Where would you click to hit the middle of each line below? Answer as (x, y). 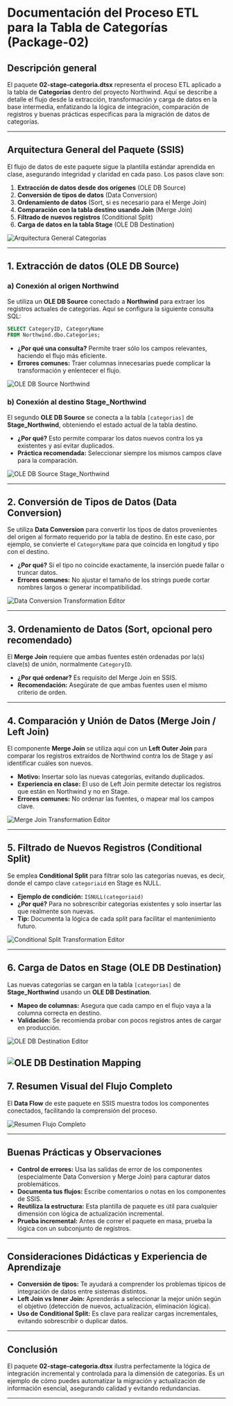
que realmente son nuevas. (56, 911)
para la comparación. (48, 460)
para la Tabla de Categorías (88, 27)
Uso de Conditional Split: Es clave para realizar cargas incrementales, (118, 1314)
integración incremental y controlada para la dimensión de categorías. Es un (116, 1373)
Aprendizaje (34, 1267)
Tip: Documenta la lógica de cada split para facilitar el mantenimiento (116, 918)
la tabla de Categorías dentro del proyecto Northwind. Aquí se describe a (112, 92)
